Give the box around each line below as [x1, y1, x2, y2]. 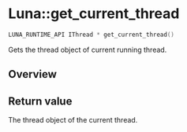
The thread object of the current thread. [8, 115, 138, 125]
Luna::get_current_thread [8, 5, 180, 23]
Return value [8, 94, 73, 108]
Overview [8, 68, 58, 81]
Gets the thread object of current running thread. [8, 45, 167, 54]
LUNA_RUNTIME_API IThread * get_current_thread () [8, 31, 175, 38]
